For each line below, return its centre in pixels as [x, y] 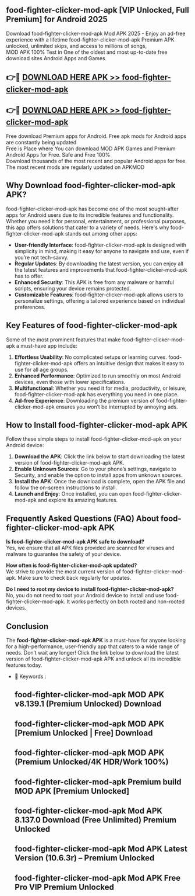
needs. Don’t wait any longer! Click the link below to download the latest [93, 653]
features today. [24, 665]
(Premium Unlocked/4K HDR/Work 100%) [91, 762]
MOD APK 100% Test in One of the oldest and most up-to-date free [87, 52]
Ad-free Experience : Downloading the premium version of [85, 400]
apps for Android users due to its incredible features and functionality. [90, 215]
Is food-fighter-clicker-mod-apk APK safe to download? [75, 542]
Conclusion [27, 626]
